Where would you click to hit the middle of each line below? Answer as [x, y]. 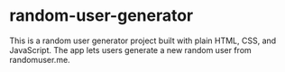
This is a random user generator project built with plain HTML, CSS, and [143, 40]
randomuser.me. [40, 59]
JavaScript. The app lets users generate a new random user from [131, 49]
